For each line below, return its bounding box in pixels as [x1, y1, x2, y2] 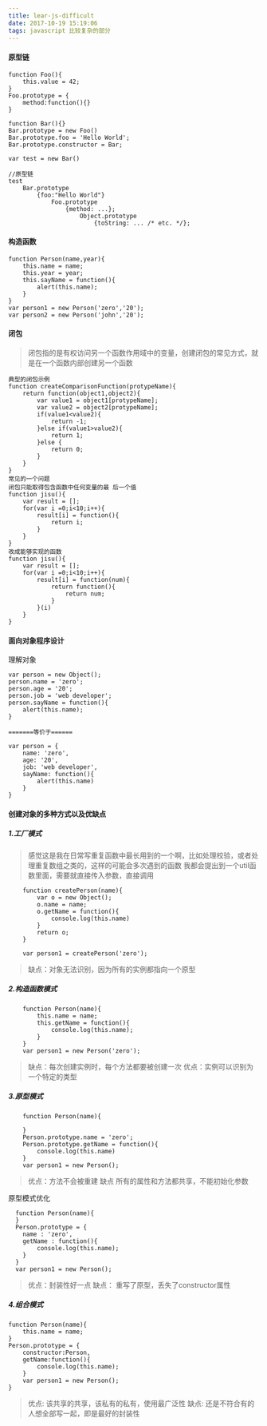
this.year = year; [22, 269, 84, 277]
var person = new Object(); [8, 671, 102, 679]
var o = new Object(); [37, 893, 112, 902]
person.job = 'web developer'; [8, 692, 112, 700]
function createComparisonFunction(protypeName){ [8, 382, 177, 390]
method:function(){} [22, 98, 91, 106]
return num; [65, 589, 105, 598]
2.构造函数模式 [8, 984, 57, 994]
